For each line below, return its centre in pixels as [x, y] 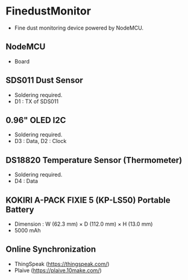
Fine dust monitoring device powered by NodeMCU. [79, 28]
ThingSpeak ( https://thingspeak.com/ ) [62, 264]
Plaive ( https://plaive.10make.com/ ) [58, 270]
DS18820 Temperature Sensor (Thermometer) [94, 160]
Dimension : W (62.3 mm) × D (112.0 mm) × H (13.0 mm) [83, 224]
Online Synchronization [51, 250]
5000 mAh [27, 230]
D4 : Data [26, 181]
